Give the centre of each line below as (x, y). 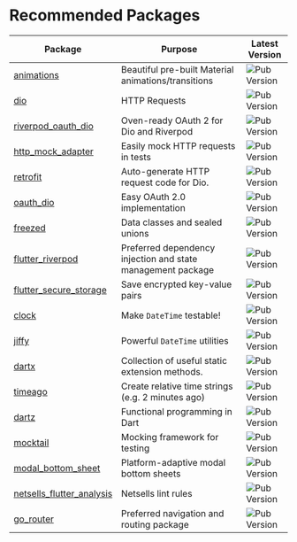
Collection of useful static (174, 360)
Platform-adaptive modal (173, 462)
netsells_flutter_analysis (63, 493)
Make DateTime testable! (171, 315)
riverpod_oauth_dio (54, 126)
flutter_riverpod (46, 259)
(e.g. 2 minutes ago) (163, 397)
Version (265, 54)
